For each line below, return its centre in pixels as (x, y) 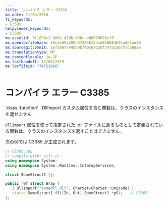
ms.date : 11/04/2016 (27, 15)
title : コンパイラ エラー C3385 (36, 10)
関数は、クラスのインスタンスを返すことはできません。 (67, 131)
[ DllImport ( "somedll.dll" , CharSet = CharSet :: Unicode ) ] (73, 188)
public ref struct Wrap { (32, 184)
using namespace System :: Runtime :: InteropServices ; (61, 165)
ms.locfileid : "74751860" (32, 66)
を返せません (18, 114)
